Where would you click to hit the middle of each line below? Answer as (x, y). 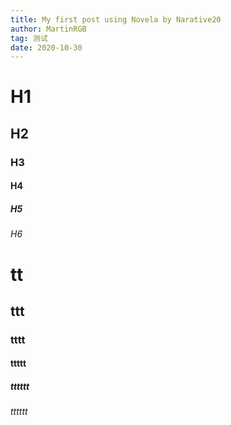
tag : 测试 (29, 38)
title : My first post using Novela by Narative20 (116, 19)
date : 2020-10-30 (46, 47)
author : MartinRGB (48, 29)
